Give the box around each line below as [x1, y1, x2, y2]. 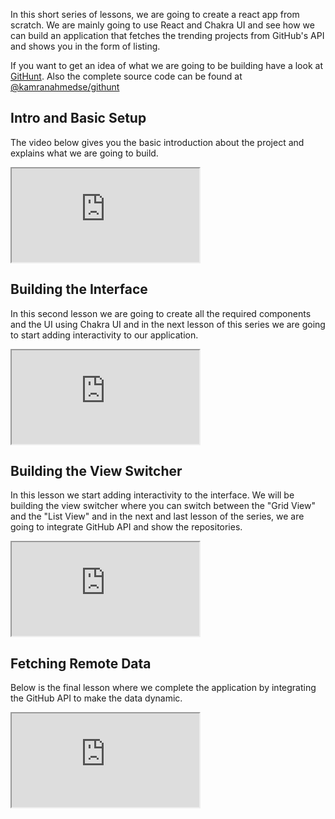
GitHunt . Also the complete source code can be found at [10, 70, 243, 82]
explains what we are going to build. [10, 147, 159, 159]
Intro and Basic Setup [10, 110, 147, 127]
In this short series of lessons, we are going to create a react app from [10, 9, 300, 20]
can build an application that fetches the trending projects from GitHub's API [10, 30, 325, 41]
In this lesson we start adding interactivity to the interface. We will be [10, 489, 295, 501]
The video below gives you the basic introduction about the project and [10, 136, 305, 148]
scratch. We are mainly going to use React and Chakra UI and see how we [10, 19, 315, 31]
